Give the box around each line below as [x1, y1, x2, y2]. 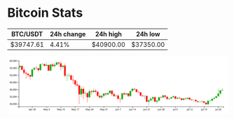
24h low [135, 30, 160, 38]
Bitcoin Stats [7, 5, 83, 21]
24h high [95, 30, 123, 38]
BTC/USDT [11, 30, 43, 38]
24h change [50, 30, 86, 38]
